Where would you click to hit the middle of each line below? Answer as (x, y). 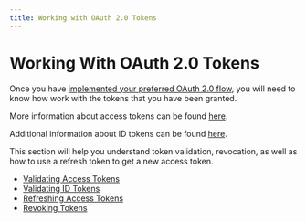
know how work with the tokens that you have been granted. (123, 98)
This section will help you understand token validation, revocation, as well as (153, 151)
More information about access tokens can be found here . (119, 116)
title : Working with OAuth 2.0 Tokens (83, 18)
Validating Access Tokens (71, 178)
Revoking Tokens (55, 207)
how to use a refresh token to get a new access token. (111, 161)
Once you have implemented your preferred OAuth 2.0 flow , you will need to (153, 89)
